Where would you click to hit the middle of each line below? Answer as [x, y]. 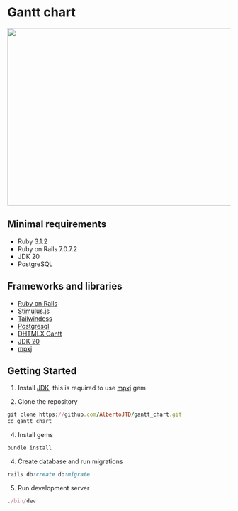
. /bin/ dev [22, 501]
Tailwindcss [35, 318]
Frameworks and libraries [65, 286]
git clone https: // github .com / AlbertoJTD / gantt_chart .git [95, 415]
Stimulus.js [34, 311]
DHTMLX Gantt [40, 334]
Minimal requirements [57, 224]
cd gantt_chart [30, 422]
